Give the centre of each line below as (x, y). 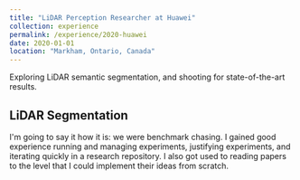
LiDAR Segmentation (69, 115)
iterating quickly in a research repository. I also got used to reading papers (148, 156)
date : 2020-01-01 (42, 43)
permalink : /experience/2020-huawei (78, 34)
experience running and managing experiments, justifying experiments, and (150, 147)
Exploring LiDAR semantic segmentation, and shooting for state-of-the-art (147, 77)
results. (23, 87)
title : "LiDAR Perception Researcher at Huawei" (103, 18)
